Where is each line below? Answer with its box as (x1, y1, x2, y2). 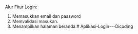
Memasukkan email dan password (12, 13, 81, 19)
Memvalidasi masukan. (12, 19, 59, 24)
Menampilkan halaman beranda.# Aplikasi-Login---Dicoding (12, 23, 133, 29)
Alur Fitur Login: (5, 4, 38, 10)
